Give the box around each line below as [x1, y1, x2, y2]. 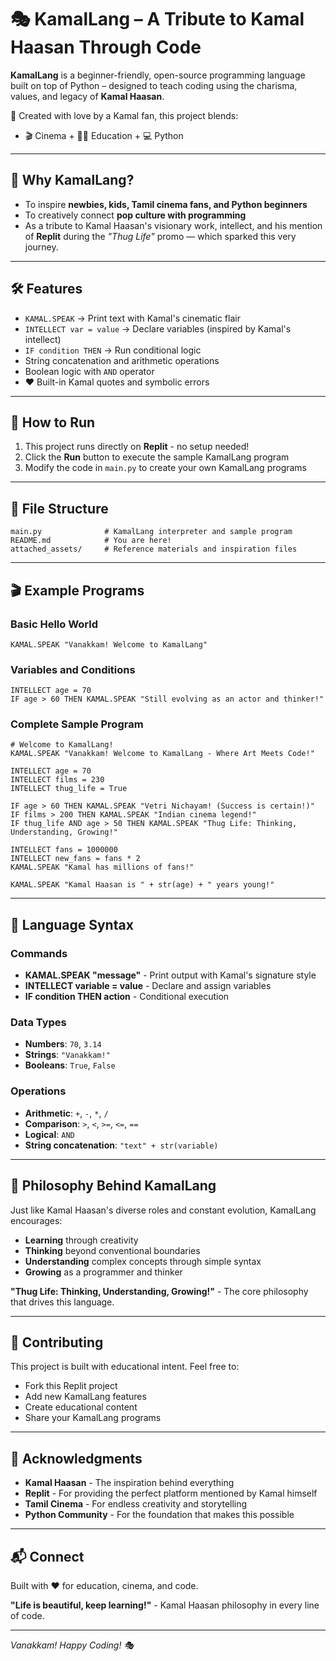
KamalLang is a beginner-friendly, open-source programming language [10, 69, 306, 81]
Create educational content [24, 1401, 138, 1413]
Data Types [10, 1016, 67, 1030]
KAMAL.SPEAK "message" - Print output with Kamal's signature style [24, 969, 317, 981]
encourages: [10, 1214, 63, 1226]
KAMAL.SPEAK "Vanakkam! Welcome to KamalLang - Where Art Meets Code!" [10, 749, 315, 759]
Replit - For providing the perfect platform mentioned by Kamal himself [24, 1487, 318, 1500]
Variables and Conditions [10, 662, 136, 676]
